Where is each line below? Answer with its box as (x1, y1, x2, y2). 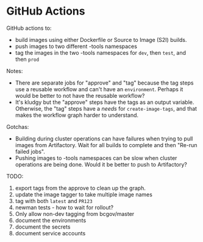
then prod (15, 55, 40, 63)
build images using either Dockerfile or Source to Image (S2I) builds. (15, 36, 187, 43)
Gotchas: (6, 123, 29, 130)
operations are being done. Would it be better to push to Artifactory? (15, 161, 187, 168)
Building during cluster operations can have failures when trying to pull (15, 135, 193, 142)
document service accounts (15, 229, 86, 237)
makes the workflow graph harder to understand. (15, 111, 139, 119)
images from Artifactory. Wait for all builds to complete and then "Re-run (15, 141, 198, 148)
